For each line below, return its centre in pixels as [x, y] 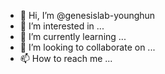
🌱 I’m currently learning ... [73, 36]
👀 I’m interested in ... [62, 26]
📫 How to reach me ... [66, 58]
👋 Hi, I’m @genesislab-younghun [87, 15]
